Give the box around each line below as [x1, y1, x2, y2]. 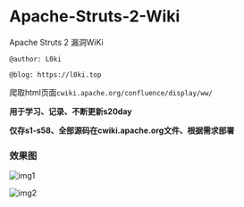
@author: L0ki [9, 54, 63, 63]
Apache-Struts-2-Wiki [9, 6, 181, 27]
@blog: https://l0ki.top [9, 70, 102, 79]
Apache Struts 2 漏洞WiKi [9, 37, 105, 47]
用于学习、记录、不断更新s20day [9, 105, 132, 117]
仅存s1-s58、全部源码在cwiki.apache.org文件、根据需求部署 [9, 125, 235, 136]
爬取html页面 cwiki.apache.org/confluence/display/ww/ [9, 87, 213, 97]
